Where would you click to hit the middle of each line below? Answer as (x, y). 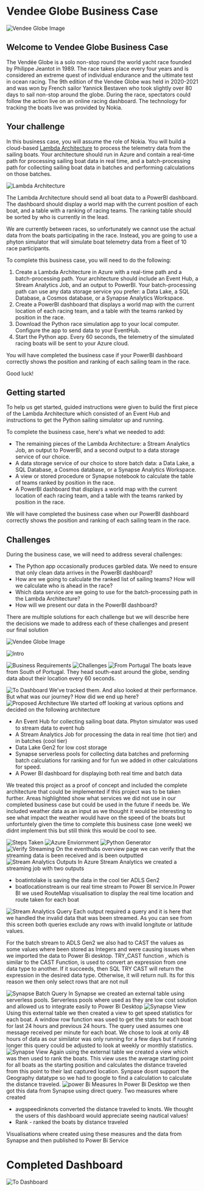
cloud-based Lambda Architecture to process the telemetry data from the (98, 148)
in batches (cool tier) (41, 741)
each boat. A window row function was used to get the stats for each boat (99, 1019)
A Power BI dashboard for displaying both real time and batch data (99, 773)
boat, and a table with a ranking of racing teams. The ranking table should (99, 210)
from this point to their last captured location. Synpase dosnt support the (98, 1071)
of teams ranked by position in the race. (65, 483)
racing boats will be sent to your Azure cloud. (72, 343)
